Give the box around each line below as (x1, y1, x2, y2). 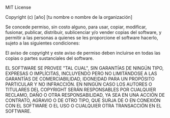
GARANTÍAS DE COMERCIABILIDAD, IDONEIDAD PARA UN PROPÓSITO (5, 76, 155, 82)
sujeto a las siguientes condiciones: (5, 40, 80, 46)
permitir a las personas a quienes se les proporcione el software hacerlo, (5, 35, 159, 41)
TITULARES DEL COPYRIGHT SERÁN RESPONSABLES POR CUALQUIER (5, 87, 156, 93)
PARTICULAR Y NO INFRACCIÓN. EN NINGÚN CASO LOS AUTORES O (5, 81, 153, 87)
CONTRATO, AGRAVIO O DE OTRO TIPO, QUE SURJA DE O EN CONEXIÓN (5, 97, 161, 103)
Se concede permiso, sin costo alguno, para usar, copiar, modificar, (5, 24, 147, 30)
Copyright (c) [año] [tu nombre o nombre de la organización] (5, 14, 132, 20)
